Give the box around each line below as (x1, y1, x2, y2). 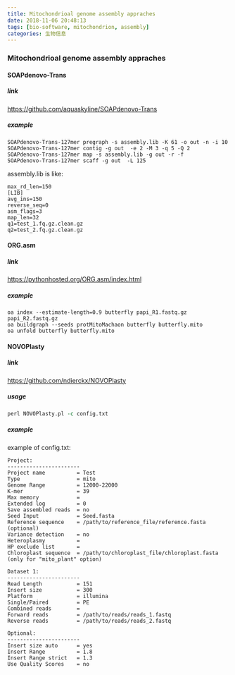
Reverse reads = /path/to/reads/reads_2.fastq (7, 617, 172, 624)
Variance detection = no (7, 530, 90, 538)
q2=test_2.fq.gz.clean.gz (7, 226, 83, 233)
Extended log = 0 (7, 500, 87, 507)
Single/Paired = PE (7, 599, 90, 606)
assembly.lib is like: (7, 169, 63, 178)
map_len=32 (7, 214, 39, 221)
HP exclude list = (7, 543, 80, 550)
